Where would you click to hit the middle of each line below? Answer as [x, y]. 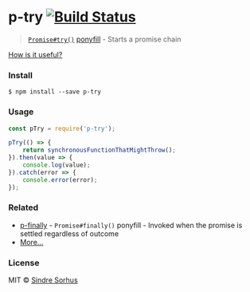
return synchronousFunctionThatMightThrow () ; [100, 150]
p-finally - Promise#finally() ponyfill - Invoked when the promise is [131, 225]
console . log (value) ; [57, 165]
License [24, 262]
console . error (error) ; [60, 180]
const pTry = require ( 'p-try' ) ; [62, 128]
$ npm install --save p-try [55, 92]
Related [23, 207]
